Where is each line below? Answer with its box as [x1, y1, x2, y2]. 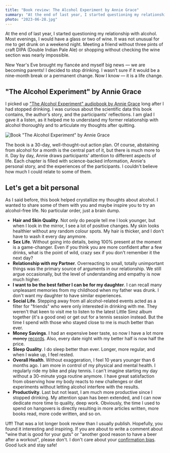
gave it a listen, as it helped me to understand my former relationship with [5, 117, 158, 123]
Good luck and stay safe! [5, 442, 57, 448]
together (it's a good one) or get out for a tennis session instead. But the [12, 314, 163, 320]
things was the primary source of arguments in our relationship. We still [12, 266, 162, 271]
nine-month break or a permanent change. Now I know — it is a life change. [5, 73, 163, 79]
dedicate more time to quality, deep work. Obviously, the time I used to [12, 400, 160, 406]
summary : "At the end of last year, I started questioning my [5, 12, 139, 17]
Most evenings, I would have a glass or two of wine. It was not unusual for [5, 36, 160, 42]
